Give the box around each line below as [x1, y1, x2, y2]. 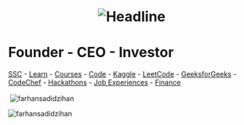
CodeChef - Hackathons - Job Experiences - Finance [8, 78, 181, 87]
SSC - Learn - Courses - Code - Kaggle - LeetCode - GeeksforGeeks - [8, 70, 237, 79]
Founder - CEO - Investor [8, 44, 174, 62]
